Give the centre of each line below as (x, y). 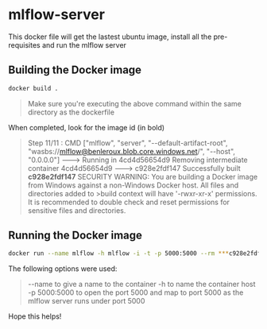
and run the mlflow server (85, 45)
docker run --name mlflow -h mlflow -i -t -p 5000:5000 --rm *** (118, 254)
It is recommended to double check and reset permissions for (129, 202)
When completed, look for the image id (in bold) (87, 127)
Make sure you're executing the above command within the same (135, 103)
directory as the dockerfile (71, 112)
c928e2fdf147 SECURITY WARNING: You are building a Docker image (143, 176)
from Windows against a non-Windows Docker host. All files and (133, 185)
